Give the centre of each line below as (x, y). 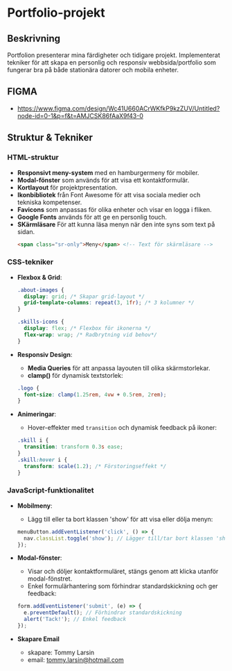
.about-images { (41, 290)
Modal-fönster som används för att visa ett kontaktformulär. (103, 180)
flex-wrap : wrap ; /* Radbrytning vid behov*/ (91, 335)
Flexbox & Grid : (39, 277)
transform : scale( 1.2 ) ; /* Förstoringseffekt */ (95, 466)
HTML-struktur (33, 158)
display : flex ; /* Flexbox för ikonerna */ (87, 329)
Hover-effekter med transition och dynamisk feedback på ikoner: (122, 428)
